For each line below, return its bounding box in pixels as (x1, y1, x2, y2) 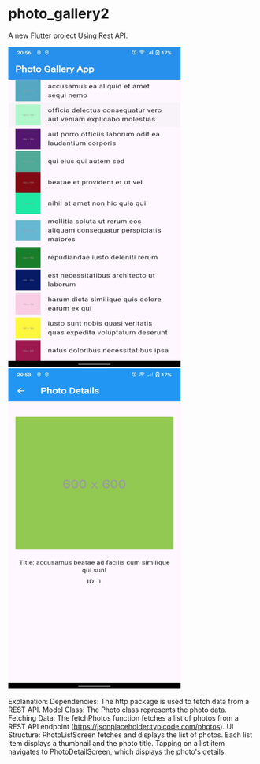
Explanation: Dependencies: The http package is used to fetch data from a (8, 696, 250, 706)
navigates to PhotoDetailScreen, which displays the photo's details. (8, 747, 227, 756)
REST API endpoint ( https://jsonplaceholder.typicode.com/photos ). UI (8, 721, 234, 731)
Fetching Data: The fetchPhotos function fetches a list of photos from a (8, 713, 239, 722)
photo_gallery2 (8, 5, 110, 23)
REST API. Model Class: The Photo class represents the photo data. (8, 705, 227, 714)
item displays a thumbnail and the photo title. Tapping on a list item (8, 738, 225, 747)
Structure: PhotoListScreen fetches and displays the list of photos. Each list (8, 730, 253, 740)
